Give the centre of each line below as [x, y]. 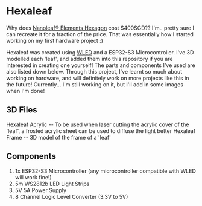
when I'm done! [26, 91]
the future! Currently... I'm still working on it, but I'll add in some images [95, 84]
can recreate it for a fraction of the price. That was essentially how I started [100, 34]
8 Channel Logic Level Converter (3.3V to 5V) [71, 196]
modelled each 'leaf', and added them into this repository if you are [90, 59]
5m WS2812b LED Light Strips [52, 184]
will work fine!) [33, 177]
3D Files [22, 110]
